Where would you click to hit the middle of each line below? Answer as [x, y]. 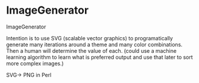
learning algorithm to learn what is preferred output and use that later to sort [99, 57]
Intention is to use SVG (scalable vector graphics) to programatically [90, 38]
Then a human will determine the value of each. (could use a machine [91, 50]
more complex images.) [35, 63]
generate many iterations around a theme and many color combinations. [94, 44]
